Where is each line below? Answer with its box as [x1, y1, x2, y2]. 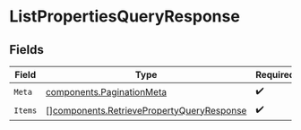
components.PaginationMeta [45, 85, 168, 98]
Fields [9, 42, 45, 57]
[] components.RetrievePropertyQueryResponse [45, 104, 247, 117]
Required [254, 69, 296, 81]
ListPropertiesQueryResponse [9, 6, 240, 27]
